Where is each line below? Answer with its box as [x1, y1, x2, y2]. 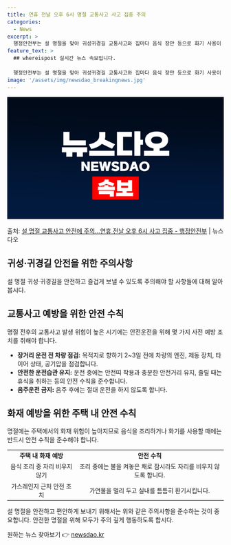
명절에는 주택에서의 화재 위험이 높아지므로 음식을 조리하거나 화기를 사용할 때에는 [7, 427, 222, 435]
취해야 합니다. [19, 336, 57, 344]
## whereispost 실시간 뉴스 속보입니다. [13, 55, 116, 62]
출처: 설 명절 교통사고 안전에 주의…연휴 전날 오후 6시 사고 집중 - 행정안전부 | [7, 227, 211, 235]
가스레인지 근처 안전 [11, 482, 65, 490]
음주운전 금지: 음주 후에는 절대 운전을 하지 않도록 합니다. [16, 385, 168, 393]
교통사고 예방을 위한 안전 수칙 [7, 308, 124, 320]
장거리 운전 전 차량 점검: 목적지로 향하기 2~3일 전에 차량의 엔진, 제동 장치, [16, 350, 214, 359]
